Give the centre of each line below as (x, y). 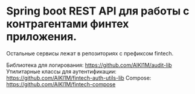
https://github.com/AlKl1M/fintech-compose (61, 84)
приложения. (42, 37)
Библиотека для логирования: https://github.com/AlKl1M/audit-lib (89, 65)
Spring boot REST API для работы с (98, 11)
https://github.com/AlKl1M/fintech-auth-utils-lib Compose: (79, 78)
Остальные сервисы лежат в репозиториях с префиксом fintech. (90, 53)
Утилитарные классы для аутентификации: (61, 71)
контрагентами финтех (68, 24)
